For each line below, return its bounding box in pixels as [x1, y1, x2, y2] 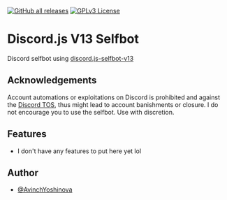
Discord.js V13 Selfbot [7, 31, 140, 47]
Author [7, 166, 38, 178]
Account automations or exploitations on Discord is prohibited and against [7, 93, 220, 101]
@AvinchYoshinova [17, 185, 73, 194]
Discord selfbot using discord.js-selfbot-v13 [7, 54, 134, 62]
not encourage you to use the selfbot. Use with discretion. [7, 108, 175, 116]
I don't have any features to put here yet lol [17, 147, 142, 155]
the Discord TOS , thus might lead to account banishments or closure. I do [7, 100, 219, 108]
